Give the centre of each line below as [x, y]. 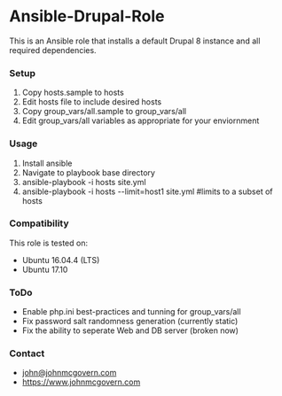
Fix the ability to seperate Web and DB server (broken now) [130, 330]
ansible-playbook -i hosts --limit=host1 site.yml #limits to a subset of [147, 191]
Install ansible [47, 163]
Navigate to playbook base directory [88, 172]
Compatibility [39, 223]
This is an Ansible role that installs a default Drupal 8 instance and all [135, 41]
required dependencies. [53, 50]
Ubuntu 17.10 [45, 269]
